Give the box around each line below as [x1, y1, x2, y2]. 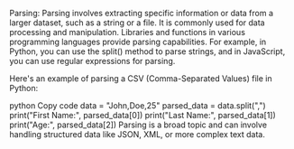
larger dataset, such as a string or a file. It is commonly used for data [9, 17, 265, 28]
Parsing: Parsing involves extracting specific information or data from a [9, 8, 273, 18]
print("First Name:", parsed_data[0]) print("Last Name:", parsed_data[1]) [9, 110, 277, 120]
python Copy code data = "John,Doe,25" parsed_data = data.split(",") [9, 100, 266, 111]
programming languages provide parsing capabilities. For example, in [9, 36, 267, 47]
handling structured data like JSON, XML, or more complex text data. [9, 129, 266, 139]
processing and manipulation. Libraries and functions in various [9, 27, 246, 37]
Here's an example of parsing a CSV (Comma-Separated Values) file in [9, 73, 272, 84]
